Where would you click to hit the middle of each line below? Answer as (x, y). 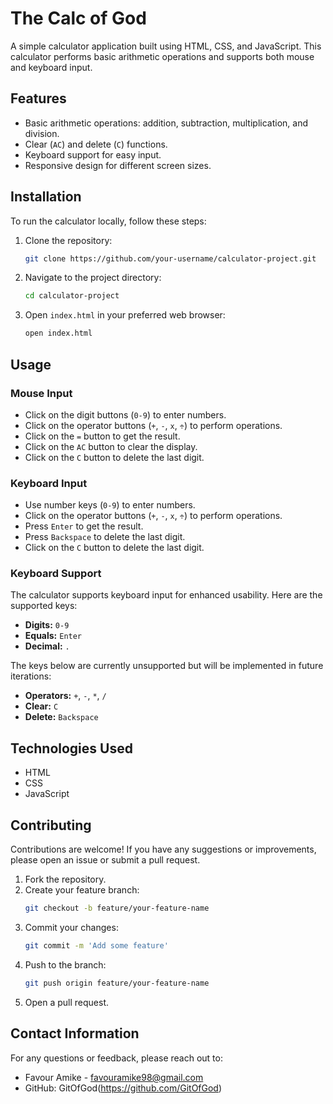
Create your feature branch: (82, 890)
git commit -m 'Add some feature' (96, 945)
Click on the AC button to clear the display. (111, 446)
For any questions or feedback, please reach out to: (116, 1058)
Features (38, 98)
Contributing (51, 825)
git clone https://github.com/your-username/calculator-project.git (170, 258)
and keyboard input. (51, 67)
